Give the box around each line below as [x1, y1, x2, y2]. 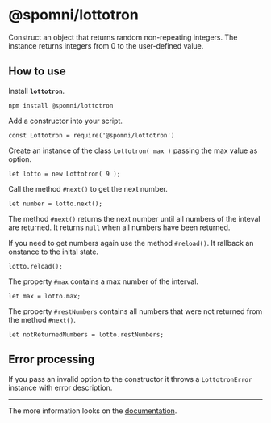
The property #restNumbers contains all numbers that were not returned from [8, 306, 263, 316]
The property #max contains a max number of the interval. [8, 277, 199, 286]
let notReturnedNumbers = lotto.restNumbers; [8, 330, 164, 339]
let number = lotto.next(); [8, 200, 103, 208]
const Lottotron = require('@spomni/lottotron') [8, 131, 175, 139]
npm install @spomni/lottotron [8, 101, 114, 110]
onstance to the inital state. [8, 247, 99, 256]
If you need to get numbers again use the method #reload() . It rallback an [8, 238, 254, 247]
